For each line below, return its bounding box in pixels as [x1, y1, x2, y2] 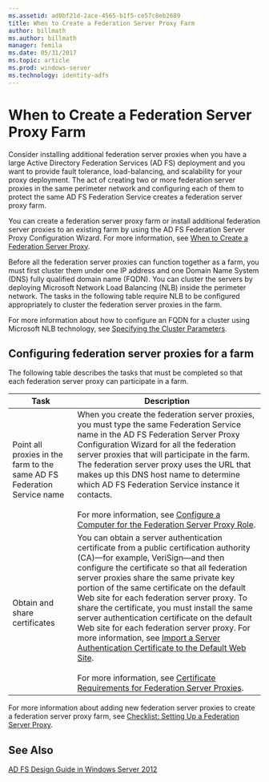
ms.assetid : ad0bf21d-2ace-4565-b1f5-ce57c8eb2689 [8, 11, 181, 20]
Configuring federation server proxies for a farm [8, 346, 255, 361]
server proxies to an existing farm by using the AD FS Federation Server [8, 224, 246, 234]
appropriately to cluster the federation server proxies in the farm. [8, 300, 223, 309]
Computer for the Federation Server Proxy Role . [77, 519, 256, 530]
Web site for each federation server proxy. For [77, 623, 251, 634]
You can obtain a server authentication [77, 532, 223, 543]
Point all [12, 439, 42, 450]
